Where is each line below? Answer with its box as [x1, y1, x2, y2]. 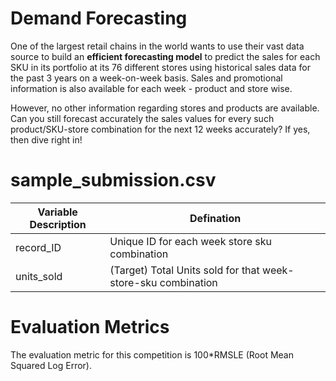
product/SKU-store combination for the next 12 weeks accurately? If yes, [10, 123, 311, 135]
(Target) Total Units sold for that [109, 263, 260, 277]
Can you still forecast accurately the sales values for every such [10, 112, 275, 124]
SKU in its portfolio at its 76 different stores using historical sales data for [10, 61, 311, 73]
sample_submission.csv [10, 169, 217, 192]
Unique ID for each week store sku [109, 234, 272, 248]
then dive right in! [10, 133, 83, 146]
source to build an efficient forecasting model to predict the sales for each [10, 50, 321, 62]
